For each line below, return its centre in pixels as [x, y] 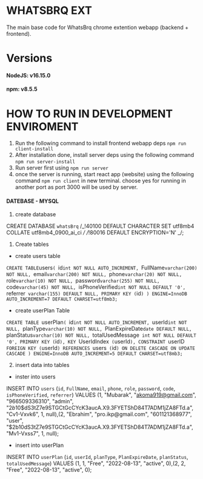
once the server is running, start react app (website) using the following [105, 174]
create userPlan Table [42, 311]
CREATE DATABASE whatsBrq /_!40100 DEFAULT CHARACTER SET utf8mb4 [100, 226]
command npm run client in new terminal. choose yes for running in [100, 181]
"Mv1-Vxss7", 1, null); [33, 434]
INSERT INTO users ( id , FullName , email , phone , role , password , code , [91, 389]
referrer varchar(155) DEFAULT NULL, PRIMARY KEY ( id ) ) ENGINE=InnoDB [97, 294]
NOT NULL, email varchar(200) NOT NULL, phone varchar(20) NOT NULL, [94, 274]
